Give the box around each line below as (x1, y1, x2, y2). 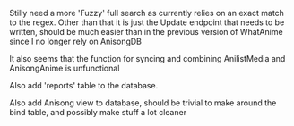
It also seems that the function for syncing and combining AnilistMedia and (9, 54, 286, 63)
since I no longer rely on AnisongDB (9, 36, 142, 46)
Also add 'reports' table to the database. (9, 80, 159, 90)
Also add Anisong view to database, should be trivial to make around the (9, 97, 277, 108)
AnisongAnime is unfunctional (9, 63, 120, 73)
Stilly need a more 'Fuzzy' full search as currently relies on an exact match (9, 8, 285, 18)
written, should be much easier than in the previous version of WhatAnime (9, 27, 284, 37)
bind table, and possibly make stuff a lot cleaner (9, 107, 186, 117)
